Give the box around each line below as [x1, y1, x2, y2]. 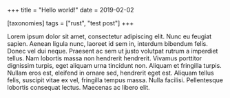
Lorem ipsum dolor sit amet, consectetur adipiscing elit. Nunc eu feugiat [7, 32, 212, 40]
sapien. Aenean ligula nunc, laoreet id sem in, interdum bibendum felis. [7, 40, 209, 47]
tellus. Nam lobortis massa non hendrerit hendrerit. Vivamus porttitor [7, 54, 202, 62]
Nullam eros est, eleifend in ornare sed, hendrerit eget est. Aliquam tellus [7, 69, 215, 77]
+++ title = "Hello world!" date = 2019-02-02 [7, 6, 134, 14]
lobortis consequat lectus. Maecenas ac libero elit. [7, 84, 150, 91]
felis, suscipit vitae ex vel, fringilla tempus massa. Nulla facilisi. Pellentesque [7, 76, 224, 84]
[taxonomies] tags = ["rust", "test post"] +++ [7, 19, 134, 27]
